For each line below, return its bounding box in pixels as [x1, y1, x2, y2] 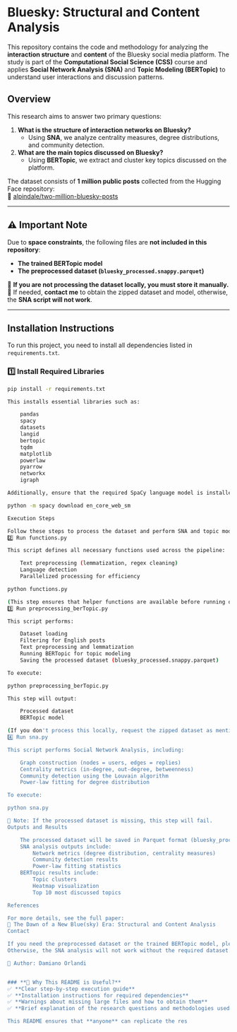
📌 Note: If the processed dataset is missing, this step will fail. [7, 817, 213, 824]
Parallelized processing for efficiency [20, 573, 140, 580]
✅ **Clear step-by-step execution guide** [7, 985, 135, 992]
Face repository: [7, 184, 55, 193]
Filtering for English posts [20, 637, 106, 644]
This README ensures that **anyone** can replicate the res [7, 1018, 188, 1025]
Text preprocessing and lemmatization [20, 644, 134, 651]
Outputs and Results [7, 823, 68, 831]
